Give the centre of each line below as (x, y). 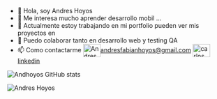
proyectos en (36, 33)
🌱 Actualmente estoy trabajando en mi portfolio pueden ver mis (108, 25)
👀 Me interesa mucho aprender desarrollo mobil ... (89, 18)
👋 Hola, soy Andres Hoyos (55, 11)
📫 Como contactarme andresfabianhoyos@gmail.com (104, 49)
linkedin (29, 61)
